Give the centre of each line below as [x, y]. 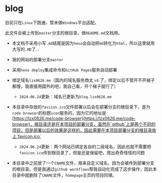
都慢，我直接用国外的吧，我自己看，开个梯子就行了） [65, 86]
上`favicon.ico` [27, 136]
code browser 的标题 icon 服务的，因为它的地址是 [59, 113]
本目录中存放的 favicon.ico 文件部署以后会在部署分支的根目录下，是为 [81, 107]
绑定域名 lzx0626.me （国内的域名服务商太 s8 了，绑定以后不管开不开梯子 [83, 80]
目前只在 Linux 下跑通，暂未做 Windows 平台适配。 [52, 22]
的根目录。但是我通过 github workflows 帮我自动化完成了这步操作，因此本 [84, 169]
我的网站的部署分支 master [38, 59]
